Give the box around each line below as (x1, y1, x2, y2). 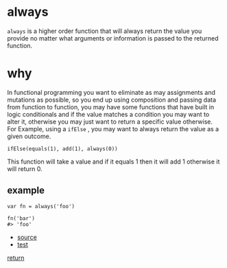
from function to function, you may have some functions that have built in (7, 102, 215, 111)
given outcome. (7, 132, 51, 140)
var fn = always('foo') (7, 203, 75, 210)
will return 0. (7, 164, 43, 172)
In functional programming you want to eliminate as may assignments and (7, 88, 216, 96)
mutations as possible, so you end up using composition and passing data (7, 96, 217, 104)
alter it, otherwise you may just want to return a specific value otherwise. (7, 118, 213, 126)
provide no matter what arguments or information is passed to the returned (7, 34, 219, 42)
